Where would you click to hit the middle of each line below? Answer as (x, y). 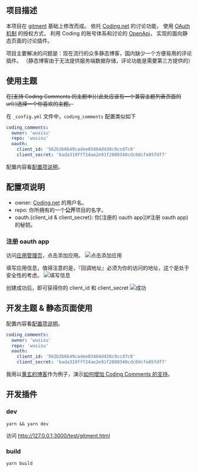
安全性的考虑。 (24, 275)
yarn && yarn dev (27, 424)
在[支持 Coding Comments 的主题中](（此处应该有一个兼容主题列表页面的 (94, 96)
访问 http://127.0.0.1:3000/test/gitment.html (58, 435)
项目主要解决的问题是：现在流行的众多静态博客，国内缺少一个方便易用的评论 (99, 53)
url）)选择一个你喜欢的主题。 (40, 104)
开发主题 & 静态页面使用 (49, 308)
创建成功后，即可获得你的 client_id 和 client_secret (67, 287)
